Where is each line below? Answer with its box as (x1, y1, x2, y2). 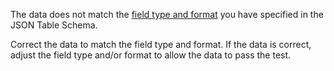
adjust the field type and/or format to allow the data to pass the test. (10, 49, 292, 61)
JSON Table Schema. (10, 19, 98, 31)
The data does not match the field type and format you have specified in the (10, 9, 324, 20)
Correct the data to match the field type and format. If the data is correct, (10, 39, 312, 50)
